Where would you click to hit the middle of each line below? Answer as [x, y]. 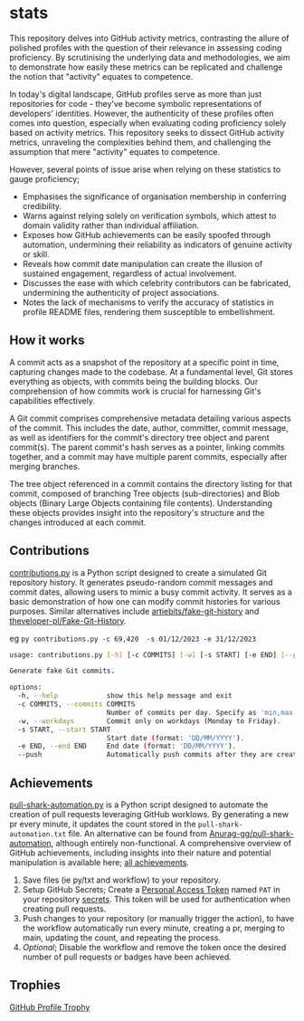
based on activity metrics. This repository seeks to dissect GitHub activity [147, 132]
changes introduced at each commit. [78, 522]
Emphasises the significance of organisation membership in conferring [154, 196]
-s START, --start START [64, 730]
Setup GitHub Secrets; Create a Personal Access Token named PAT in [151, 889]
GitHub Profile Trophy [50, 1007]
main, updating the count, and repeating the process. [122, 938]
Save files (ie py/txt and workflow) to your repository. [122, 880]
